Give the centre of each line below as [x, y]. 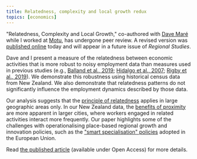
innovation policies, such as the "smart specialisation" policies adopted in [96, 132]
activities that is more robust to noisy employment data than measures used [98, 64]
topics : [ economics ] [32, 17]
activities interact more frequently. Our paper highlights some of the [89, 119]
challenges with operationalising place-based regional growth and [87, 125]
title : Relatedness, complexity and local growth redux [76, 11]
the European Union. [31, 138]
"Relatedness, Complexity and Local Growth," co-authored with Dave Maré [97, 34]
